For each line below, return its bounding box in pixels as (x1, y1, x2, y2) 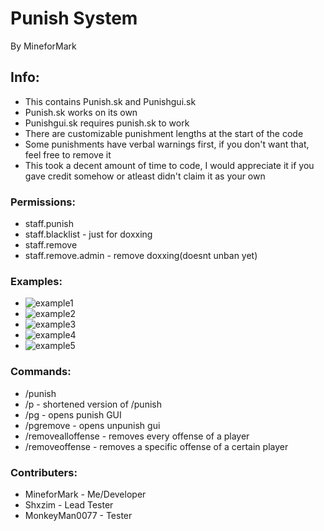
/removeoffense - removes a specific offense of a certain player (24, 440, 289, 452)
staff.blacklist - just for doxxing (24, 228, 153, 241)
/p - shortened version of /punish (24, 398, 162, 410)
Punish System (10, 7, 138, 30)
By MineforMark (10, 40, 77, 52)
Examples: (10, 274, 63, 288)
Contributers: (10, 465, 78, 479)
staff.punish (24, 218, 74, 230)
